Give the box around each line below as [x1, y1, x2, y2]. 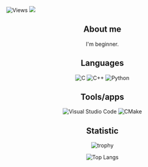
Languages [80, 58, 124, 68]
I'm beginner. [85, 40, 119, 48]
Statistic [86, 126, 119, 136]
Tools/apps [80, 92, 125, 102]
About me [83, 24, 122, 35]
